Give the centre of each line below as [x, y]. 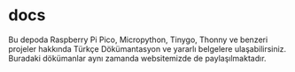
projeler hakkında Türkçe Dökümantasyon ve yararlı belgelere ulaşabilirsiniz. [147, 48]
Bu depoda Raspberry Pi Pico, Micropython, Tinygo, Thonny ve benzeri [138, 40]
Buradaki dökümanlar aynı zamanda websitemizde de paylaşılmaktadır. [137, 58]
